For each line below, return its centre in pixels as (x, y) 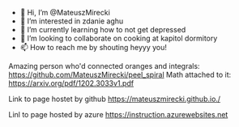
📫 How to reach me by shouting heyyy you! (94, 47)
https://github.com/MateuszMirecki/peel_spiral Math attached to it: (120, 74)
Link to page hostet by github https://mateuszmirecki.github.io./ (115, 99)
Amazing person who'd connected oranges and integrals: (104, 66)
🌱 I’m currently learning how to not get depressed (103, 30)
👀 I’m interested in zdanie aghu (72, 21)
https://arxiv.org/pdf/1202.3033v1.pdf (71, 83)
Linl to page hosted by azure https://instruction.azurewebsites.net (118, 114)
